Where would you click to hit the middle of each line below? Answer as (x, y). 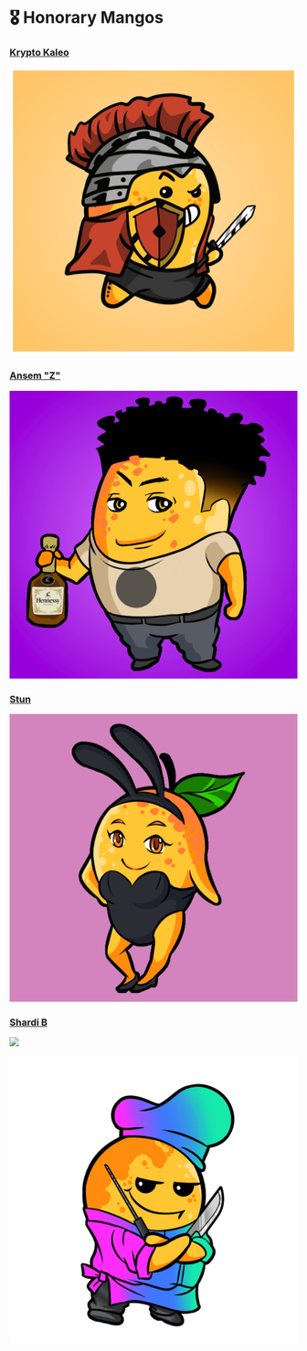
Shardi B (29, 1022)
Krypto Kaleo (40, 53)
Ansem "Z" (35, 375)
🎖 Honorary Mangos (87, 18)
